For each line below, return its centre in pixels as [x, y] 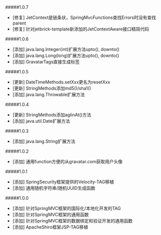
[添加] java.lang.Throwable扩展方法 [48, 95]
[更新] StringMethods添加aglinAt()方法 [52, 115]
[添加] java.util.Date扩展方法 [41, 121]
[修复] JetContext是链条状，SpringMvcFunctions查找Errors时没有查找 [84, 17]
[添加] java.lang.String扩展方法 [44, 141]
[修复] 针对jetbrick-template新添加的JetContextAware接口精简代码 [80, 29]
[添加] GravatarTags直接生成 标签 [46, 62]
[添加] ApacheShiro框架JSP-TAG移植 [50, 227]
